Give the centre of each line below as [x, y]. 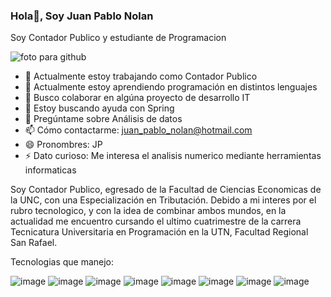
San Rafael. [34, 243]
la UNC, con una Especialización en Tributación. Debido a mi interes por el [163, 200]
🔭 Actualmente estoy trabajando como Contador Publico [141, 76]
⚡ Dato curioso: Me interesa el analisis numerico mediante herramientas [173, 156]
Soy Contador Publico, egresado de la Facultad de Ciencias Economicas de [166, 190]
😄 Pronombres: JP [63, 145]
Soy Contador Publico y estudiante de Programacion [118, 38]
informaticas [50, 170]
